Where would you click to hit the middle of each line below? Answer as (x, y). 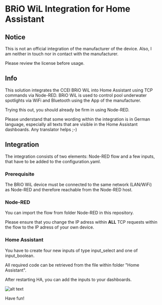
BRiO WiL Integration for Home (68, 9)
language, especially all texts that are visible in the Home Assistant (71, 124)
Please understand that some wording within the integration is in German (78, 119)
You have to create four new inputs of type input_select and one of (71, 250)
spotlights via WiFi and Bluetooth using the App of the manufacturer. (73, 100)
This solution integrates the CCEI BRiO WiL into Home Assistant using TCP (79, 90)
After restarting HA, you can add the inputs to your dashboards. (68, 279)
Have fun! (15, 298)
